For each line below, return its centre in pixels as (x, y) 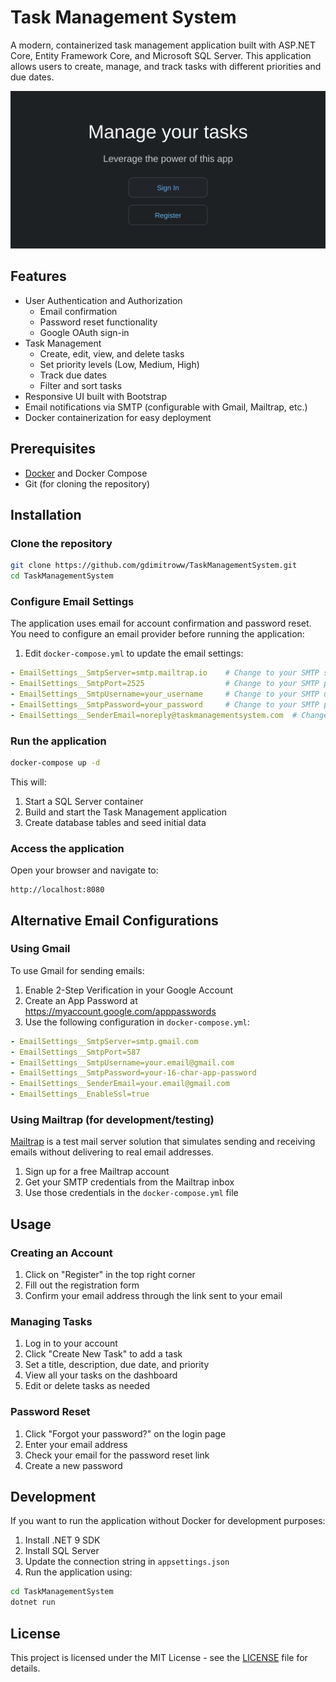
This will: (28, 782)
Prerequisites (53, 449)
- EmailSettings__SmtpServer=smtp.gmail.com (104, 1041)
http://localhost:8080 (57, 890)
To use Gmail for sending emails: (77, 970)
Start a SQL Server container (84, 801)
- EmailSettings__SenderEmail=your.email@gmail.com (120, 1084)
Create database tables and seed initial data (115, 822)
